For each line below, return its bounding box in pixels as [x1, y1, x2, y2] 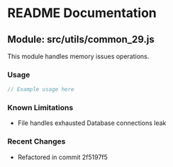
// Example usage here [7, 86, 74, 93]
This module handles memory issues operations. [7, 52, 150, 60]
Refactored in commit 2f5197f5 [17, 153, 108, 161]
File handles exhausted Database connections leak [17, 119, 167, 127]
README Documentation [7, 5, 157, 21]
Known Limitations [7, 103, 74, 113]
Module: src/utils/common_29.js [7, 33, 155, 45]
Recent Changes [7, 136, 66, 146]
